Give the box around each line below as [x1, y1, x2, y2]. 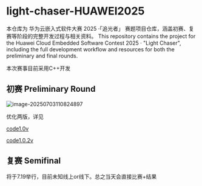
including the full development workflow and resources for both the [6, 45, 175, 53]
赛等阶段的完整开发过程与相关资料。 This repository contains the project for [6, 32, 196, 40]
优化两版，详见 [6, 113, 44, 120]
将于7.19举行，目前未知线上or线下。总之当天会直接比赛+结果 [6, 173, 157, 180]
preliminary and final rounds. [6, 52, 78, 59]
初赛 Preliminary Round [6, 84, 96, 94]
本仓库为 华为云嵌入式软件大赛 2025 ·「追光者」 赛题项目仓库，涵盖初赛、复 [6, 25, 194, 32]
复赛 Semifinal [6, 156, 61, 166]
